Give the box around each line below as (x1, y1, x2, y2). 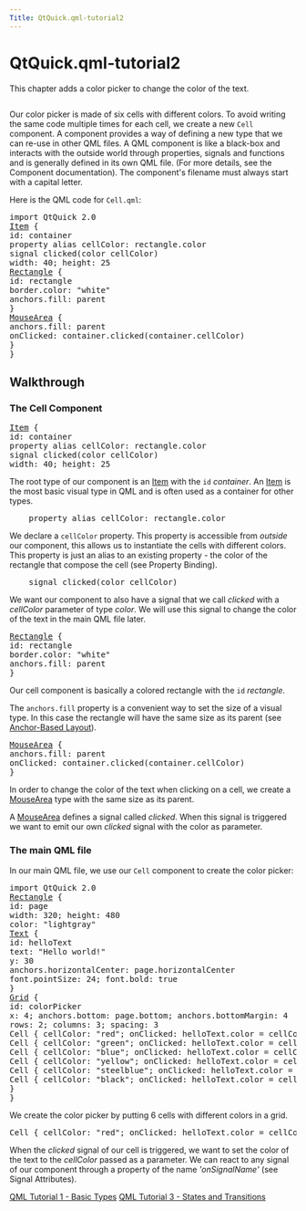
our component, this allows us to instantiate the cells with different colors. (9, 540, 287, 551)
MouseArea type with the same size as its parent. (9, 794, 195, 805)
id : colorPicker (9, 1001, 82, 1011)
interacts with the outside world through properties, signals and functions (9, 147, 285, 158)
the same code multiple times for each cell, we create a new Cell (9, 118, 254, 129)
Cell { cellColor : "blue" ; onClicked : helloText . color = (9, 1047, 270, 1057)
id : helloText (9, 937, 73, 947)
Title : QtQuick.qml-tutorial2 (9, 13, 125, 23)
